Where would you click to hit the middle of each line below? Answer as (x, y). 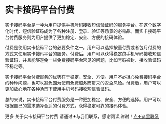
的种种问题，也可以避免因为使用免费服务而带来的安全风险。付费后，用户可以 (83, 83)
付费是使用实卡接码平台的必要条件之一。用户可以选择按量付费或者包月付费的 (83, 47)
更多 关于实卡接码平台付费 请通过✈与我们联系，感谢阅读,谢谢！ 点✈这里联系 (82, 116)
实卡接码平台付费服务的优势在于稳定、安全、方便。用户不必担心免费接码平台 (83, 77)
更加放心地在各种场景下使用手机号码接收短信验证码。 (59, 89)
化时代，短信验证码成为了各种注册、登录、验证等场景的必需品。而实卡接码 (81, 31)
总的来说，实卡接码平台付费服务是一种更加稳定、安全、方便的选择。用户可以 (83, 99)
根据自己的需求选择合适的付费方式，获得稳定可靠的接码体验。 (68, 105)
